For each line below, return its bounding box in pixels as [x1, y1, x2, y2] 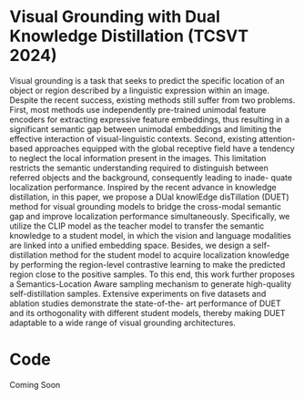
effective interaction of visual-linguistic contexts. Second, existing [9, 133, 258, 144]
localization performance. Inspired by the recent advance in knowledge [9, 181, 277, 192]
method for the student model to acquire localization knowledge [49, 249, 289, 261]
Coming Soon [9, 379, 61, 390]
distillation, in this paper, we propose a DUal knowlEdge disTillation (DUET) [9, 191, 289, 202]
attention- [258, 133, 296, 144]
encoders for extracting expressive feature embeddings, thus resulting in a [9, 114, 289, 125]
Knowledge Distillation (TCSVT [9, 26, 248, 46]
